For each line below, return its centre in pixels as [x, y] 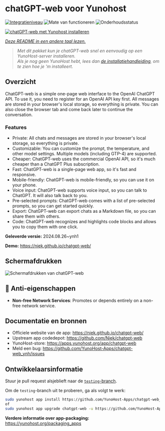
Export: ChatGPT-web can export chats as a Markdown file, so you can [84, 211]
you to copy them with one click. [45, 227]
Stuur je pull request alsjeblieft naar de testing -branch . [61, 381]
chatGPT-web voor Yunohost [66, 9]
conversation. [19, 115]
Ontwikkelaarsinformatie [44, 369]
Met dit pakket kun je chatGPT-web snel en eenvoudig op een [80, 51]
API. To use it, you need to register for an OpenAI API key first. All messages [82, 99]
